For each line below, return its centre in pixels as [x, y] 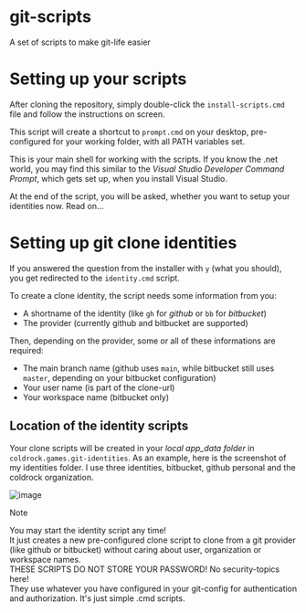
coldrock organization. [52, 477]
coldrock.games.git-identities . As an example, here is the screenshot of [148, 458]
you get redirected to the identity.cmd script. [95, 278]
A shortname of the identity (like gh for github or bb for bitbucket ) [145, 313]
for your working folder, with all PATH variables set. [149, 141]
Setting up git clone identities [123, 243]
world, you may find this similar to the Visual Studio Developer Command [147, 169]
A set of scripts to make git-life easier [80, 42]
